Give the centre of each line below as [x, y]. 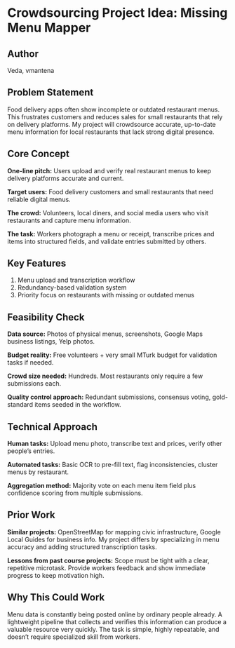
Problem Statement [51, 93]
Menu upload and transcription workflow [76, 280]
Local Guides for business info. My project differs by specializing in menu [113, 539]
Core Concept [39, 154]
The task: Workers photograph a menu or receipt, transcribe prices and [111, 234]
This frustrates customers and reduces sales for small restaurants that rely [115, 116]
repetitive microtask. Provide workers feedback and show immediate [106, 568]
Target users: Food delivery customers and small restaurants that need [110, 191]
